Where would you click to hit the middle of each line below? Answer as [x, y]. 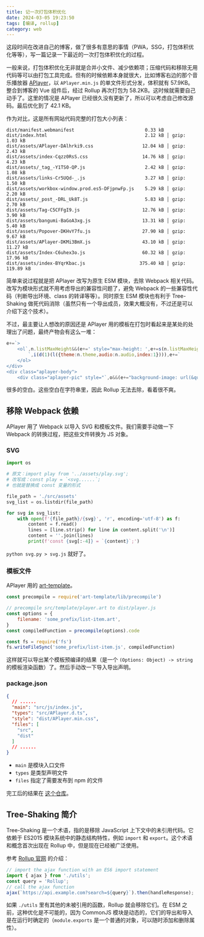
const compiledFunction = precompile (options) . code [73, 631]
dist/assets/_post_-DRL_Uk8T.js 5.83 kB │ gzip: [96, 200]
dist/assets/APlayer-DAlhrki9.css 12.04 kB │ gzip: [96, 146]
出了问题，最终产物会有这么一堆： [54, 332]
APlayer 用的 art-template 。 [41, 585]
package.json [27, 684]
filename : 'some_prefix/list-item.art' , [69, 619]
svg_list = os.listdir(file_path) [50, 502]
